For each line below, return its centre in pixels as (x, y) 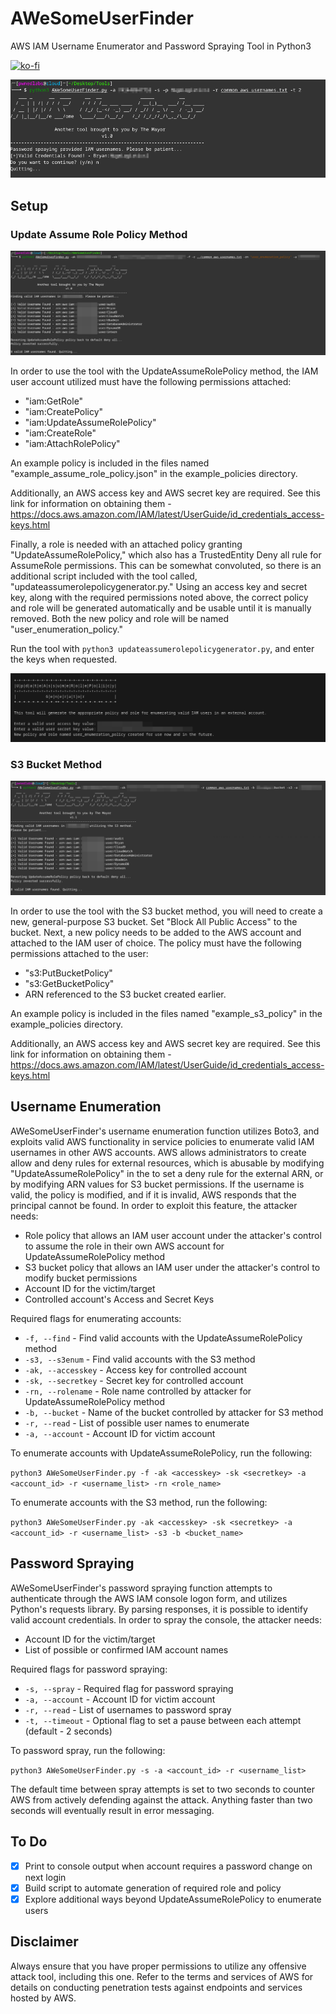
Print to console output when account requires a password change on (168, 1866)
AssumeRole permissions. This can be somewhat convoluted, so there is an (166, 565)
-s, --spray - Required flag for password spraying (129, 1688)
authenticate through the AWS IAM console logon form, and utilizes (149, 1598)
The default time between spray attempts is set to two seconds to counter (162, 1789)
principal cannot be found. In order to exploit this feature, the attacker (154, 1205)
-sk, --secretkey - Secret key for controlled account (134, 1380)
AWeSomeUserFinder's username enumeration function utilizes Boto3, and (165, 1131)
